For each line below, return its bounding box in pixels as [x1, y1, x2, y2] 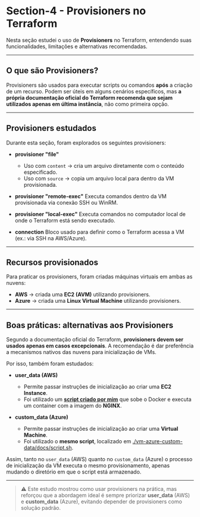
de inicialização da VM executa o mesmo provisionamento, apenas [6, 462, 170, 469]
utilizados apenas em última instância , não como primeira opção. [6, 100, 170, 108]
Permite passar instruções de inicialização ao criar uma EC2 [23, 383, 171, 390]
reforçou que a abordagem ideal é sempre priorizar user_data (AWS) [20, 492, 190, 499]
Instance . [23, 390, 48, 397]
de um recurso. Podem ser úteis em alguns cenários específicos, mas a [6, 87, 182, 95]
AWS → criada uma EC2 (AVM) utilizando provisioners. [14, 291, 151, 298]
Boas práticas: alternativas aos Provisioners [6, 320, 174, 330]
